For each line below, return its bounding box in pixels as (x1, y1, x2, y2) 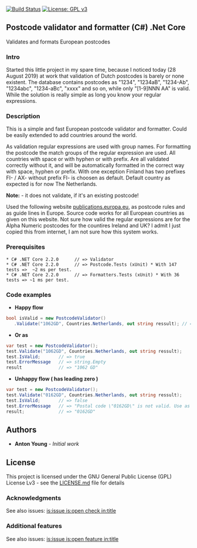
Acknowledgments (6, 494, 62, 502)
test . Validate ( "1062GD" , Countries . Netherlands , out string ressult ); (6, 348, 182, 354)
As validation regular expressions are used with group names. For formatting (6, 143, 191, 150)
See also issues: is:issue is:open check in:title (6, 507, 116, 514)
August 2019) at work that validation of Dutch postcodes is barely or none (6, 72, 185, 79)
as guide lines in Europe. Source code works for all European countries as (6, 209, 185, 217)
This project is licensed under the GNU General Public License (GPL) (6, 473, 172, 480)
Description (6, 112, 40, 121)
